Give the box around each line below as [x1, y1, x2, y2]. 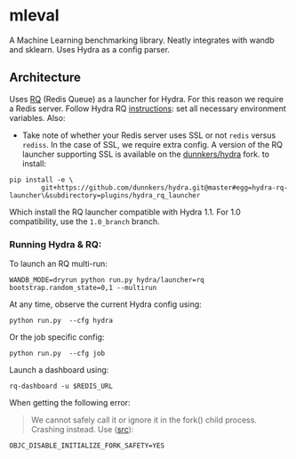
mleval [9, 5, 60, 26]
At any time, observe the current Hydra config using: [9, 299, 202, 310]
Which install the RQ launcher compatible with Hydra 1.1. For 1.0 [9, 206, 242, 217]
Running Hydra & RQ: [9, 238, 102, 250]
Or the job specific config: [9, 332, 105, 342]
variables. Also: [9, 112, 66, 123]
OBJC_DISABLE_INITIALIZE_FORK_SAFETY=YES [9, 441, 165, 450]
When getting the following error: [9, 398, 131, 408]
